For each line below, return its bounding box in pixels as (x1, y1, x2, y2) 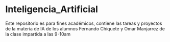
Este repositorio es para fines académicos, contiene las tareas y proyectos (5, 20, 162, 26)
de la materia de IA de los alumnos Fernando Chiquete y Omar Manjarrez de (5, 25, 165, 31)
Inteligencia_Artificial (5, 4, 99, 15)
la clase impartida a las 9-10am (5, 31, 71, 37)
